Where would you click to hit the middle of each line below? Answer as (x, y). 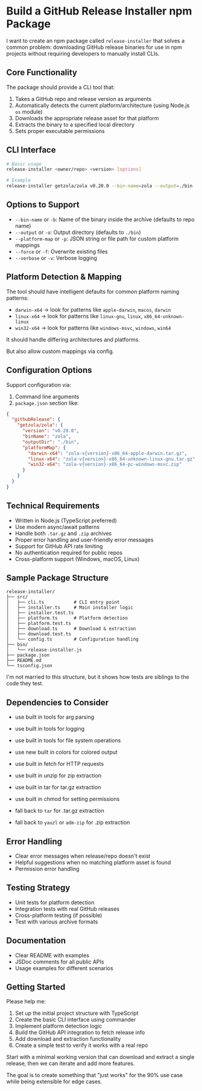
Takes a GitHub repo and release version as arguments (83, 99)
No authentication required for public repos (68, 552)
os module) (29, 112)
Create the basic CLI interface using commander (75, 1020)
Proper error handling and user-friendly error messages (84, 540)
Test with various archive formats (56, 921)
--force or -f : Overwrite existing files (61, 251)
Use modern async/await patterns (57, 526)
